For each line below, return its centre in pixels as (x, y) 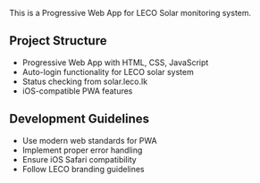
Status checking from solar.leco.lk (85, 81)
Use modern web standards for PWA (90, 140)
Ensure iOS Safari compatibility (79, 159)
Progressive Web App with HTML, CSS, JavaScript (115, 62)
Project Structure (58, 41)
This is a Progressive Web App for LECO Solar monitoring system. (130, 13)
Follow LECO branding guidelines (83, 169)
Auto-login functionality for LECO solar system (108, 71)
